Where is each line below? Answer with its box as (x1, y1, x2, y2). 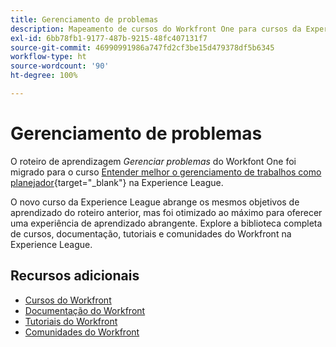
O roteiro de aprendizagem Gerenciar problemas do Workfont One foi (10, 155, 297, 167)
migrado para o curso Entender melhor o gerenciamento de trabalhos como (10, 166, 322, 178)
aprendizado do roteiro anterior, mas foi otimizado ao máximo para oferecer (10, 206, 323, 218)
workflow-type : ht (10, 52, 87, 62)
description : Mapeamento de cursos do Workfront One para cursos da (10, 24, 302, 34)
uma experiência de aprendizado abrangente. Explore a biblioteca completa (10, 217, 323, 229)
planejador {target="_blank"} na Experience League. (10, 176, 224, 188)
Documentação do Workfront (24, 304, 146, 316)
